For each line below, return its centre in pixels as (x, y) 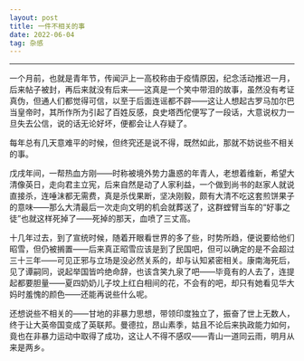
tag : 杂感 (26, 43)
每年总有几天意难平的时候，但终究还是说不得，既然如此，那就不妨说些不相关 (152, 143)
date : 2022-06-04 (42, 34)
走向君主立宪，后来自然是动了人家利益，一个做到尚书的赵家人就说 (171, 185)
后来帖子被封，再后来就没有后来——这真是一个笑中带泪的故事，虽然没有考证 (152, 90)
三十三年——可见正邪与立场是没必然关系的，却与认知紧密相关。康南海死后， (152, 261)
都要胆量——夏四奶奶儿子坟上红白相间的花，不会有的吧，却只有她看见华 (152, 283)
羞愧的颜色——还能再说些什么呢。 (88, 294)
